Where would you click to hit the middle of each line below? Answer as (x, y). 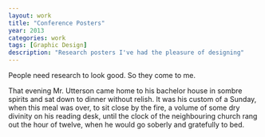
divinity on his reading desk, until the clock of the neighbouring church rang (133, 116)
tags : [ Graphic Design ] (48, 45)
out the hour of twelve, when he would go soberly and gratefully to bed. (127, 125)
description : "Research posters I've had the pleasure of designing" (127, 53)
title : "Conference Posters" (57, 23)
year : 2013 (26, 30)
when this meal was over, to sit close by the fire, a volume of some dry (124, 108)
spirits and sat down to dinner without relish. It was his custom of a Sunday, (132, 99)
